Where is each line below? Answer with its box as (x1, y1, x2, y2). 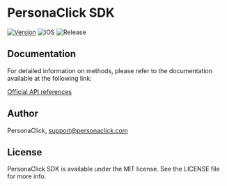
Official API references (7, 87, 72, 95)
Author (7, 108, 38, 120)
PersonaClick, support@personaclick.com (7, 126, 128, 134)
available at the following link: (7, 74, 92, 82)
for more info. (7, 172, 47, 180)
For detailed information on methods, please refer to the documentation (7, 66, 213, 75)
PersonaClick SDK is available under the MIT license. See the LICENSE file (7, 165, 221, 173)
